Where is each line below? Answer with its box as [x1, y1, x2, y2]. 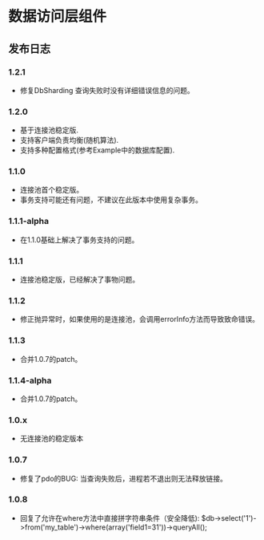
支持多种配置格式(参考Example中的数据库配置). [19, 145, 175, 155]
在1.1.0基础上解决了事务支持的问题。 [19, 234, 139, 245]
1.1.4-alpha [8, 375, 52, 386]
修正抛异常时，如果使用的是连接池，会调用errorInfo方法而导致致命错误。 [19, 315, 260, 324]
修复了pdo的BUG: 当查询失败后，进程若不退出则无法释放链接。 [19, 473, 228, 483]
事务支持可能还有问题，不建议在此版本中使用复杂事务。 [19, 195, 202, 205]
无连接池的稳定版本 [19, 434, 84, 444]
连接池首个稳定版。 [19, 185, 84, 195]
